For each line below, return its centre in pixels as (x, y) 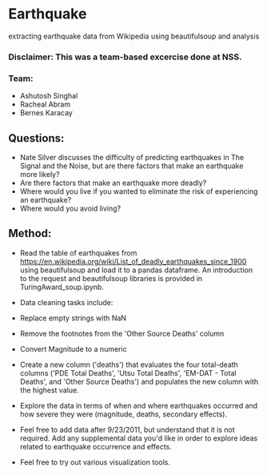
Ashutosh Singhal (49, 96)
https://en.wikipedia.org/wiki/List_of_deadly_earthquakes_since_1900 (133, 261)
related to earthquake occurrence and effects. (96, 446)
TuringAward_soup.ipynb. (62, 287)
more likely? (40, 174)
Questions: (36, 138)
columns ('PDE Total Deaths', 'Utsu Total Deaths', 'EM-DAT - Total (128, 372)
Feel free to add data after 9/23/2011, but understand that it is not (128, 429)
